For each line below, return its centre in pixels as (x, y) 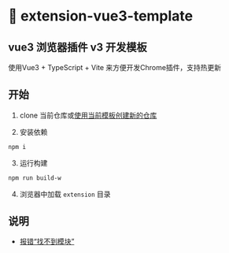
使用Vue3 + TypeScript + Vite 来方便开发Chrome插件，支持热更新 (115, 67)
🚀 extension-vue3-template (101, 16)
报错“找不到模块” (47, 242)
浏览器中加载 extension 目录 (65, 194)
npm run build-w (35, 178)
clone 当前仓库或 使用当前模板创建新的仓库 (88, 115)
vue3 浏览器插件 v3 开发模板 (78, 47)
